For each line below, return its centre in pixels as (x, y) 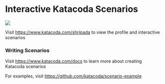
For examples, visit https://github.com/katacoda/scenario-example (73, 76)
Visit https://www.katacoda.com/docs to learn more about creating (74, 61)
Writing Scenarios (27, 50)
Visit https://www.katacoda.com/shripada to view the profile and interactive (82, 32)
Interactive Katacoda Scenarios (72, 9)
